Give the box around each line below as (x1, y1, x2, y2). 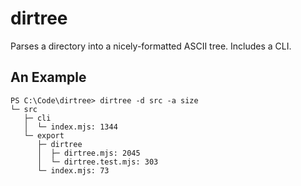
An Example (10, 69, 87, 86)
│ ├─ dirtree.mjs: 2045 (36, 148, 141, 158)
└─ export (23, 130, 65, 141)
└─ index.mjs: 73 (36, 165, 110, 176)
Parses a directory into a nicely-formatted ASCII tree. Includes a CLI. (10, 40, 292, 52)
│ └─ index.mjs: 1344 (23, 122, 118, 132)
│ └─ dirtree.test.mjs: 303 (36, 157, 159, 167)
